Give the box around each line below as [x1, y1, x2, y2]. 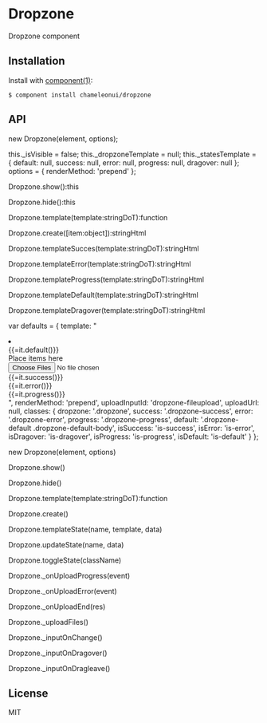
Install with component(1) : [8, 75, 93, 85]
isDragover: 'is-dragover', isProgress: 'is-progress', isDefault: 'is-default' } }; [8, 432, 259, 441]
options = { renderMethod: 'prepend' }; [8, 166, 137, 176]
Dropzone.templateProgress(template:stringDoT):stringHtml [8, 275, 205, 284]
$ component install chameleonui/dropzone [8, 91, 151, 99]
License [8, 686, 49, 700]
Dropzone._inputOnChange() [8, 632, 103, 642]
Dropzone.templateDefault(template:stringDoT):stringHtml [8, 290, 199, 299]
